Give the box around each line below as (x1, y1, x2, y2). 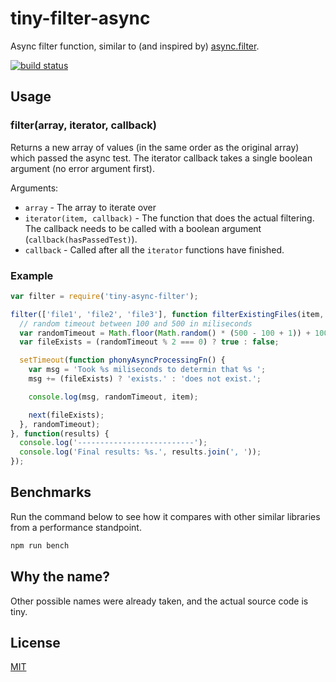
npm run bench (10, 540, 70, 551)
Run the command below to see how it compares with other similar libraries (10, 510, 321, 522)
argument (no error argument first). (10, 162, 155, 174)
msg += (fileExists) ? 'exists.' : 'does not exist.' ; (28, 374, 262, 384)
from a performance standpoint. (10, 521, 142, 533)
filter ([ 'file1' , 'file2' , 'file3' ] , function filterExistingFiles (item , (10, 309, 325, 319)
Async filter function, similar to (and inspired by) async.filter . (10, 40, 260, 52)
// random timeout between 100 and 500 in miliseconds (19, 318, 253, 329)
